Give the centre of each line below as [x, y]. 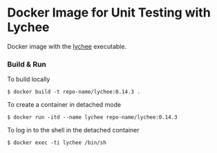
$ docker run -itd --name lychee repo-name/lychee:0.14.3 [92, 118]
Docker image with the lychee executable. [67, 46]
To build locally [29, 79]
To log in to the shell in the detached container [73, 130]
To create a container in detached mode [64, 105]
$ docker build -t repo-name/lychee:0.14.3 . [74, 92]
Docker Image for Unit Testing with [109, 13]
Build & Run [27, 64]
